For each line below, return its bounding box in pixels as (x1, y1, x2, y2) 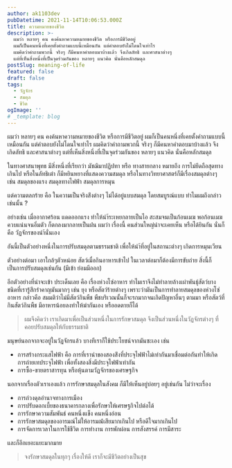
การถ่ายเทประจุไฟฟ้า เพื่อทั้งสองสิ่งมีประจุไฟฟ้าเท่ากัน (17, 358, 136, 366)
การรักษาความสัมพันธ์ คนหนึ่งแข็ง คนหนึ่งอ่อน (17, 409, 121, 417)
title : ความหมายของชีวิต (7, 23, 64, 30)
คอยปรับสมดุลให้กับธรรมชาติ (24, 323, 89, 331)
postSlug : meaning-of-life (7, 62, 85, 69)
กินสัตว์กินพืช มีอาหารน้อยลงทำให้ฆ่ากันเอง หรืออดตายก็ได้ (7, 300, 139, 309)
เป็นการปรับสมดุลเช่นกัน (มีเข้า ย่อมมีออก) (7, 264, 102, 272)
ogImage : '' (7, 107, 42, 114)
